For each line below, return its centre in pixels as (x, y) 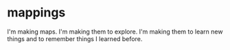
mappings (36, 13)
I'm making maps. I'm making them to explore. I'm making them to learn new (115, 32)
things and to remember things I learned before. (75, 38)
